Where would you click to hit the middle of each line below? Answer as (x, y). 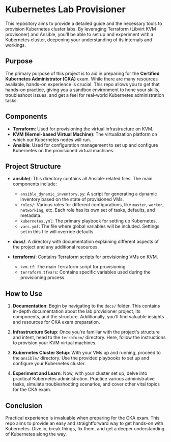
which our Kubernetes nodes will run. (52, 140)
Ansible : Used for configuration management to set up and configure (85, 145)
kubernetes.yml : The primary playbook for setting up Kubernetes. (89, 221)
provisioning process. (43, 278)
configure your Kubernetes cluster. (49, 364)
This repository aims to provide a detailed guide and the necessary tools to (84, 23)
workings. (16, 45)
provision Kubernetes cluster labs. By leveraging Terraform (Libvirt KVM (81, 29)
